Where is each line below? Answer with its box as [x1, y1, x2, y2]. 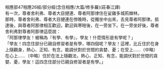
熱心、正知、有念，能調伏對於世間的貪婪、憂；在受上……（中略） [26, 47, 158, 52]
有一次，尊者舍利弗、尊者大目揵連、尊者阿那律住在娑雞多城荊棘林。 [5, 10, 142, 16]
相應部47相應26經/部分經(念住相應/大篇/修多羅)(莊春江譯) [5, 4, 121, 10]
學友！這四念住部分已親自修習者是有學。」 [21, 59, 106, 65]
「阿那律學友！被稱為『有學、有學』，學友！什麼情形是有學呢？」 [5, 34, 136, 40]
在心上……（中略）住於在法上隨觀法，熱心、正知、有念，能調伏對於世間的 [5, 53, 154, 58]
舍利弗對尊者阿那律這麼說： [5, 29, 61, 34]
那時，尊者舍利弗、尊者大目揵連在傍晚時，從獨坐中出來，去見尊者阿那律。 [5, 17, 155, 22]
